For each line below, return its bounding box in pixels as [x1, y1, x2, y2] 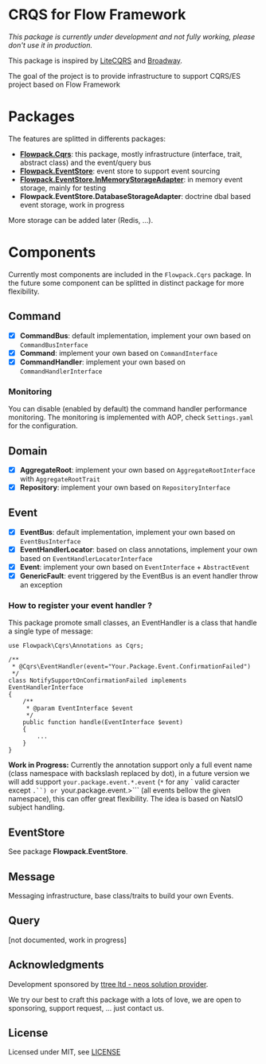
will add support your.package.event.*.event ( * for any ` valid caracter [8, 778, 241, 787]
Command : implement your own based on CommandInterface [19, 348, 217, 357]
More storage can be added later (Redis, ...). [8, 215, 154, 224]
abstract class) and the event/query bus [19, 158, 151, 167]
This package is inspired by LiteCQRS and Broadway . [8, 56, 183, 65]
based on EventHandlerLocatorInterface [19, 553, 153, 563]
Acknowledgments [8, 958, 105, 972]
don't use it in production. [8, 40, 93, 49]
